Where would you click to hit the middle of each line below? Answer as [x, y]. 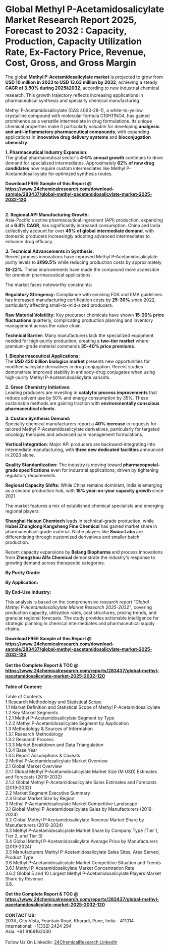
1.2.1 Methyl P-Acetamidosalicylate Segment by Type [60, 718]
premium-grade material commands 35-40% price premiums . [70, 346]
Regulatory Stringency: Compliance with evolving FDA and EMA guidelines [84, 294]
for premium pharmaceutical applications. [49, 275]
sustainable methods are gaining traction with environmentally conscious [82, 403]
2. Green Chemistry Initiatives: [38, 387]
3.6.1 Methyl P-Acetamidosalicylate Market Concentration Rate [70, 868]
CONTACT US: [21, 915]
